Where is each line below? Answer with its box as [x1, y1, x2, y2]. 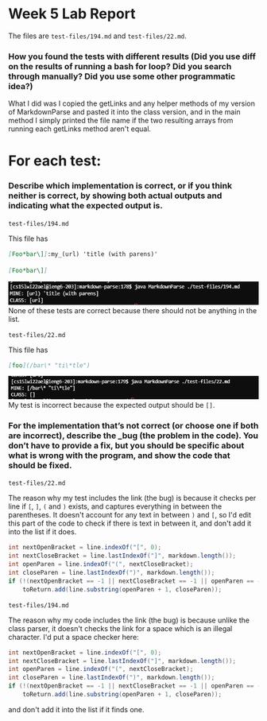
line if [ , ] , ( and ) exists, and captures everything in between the [8, 502, 222, 511]
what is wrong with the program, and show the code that [8, 450, 230, 461]
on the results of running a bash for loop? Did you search [8, 60, 232, 72]
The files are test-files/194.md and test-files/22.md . [8, 31, 187, 41]
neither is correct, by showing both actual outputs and [8, 190, 222, 201]
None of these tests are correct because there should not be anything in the [8, 305, 257, 315]
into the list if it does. [8, 527, 77, 537]
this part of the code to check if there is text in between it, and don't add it [8, 518, 252, 529]
